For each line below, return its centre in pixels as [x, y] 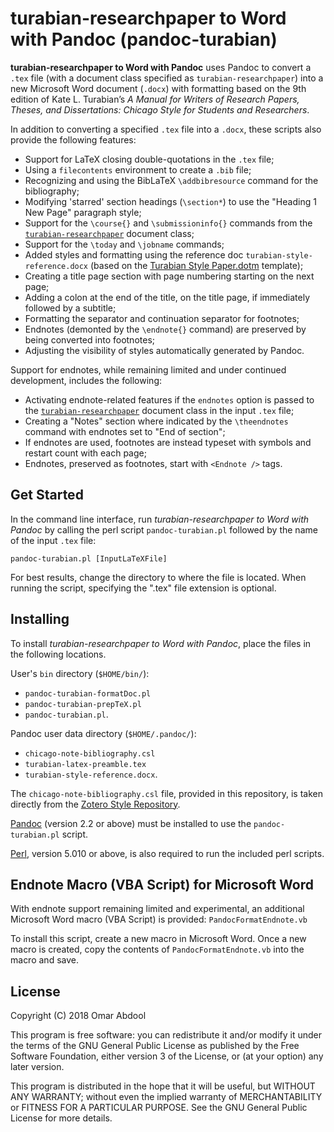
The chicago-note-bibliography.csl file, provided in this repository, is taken [167, 793]
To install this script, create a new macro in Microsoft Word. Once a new [158, 939]
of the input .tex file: [53, 540]
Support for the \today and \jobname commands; [124, 244]
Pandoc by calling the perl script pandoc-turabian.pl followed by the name [164, 529]
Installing [40, 619]
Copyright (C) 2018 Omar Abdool [78, 1016]
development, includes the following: [86, 380]
